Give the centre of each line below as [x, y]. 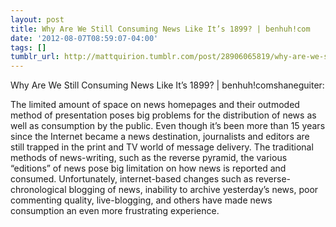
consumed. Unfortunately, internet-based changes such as [132, 179]
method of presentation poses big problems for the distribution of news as [163, 115]
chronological [38, 190]
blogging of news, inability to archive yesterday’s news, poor [193, 190]
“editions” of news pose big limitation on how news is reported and [148, 168]
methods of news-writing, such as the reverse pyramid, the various [149, 158]
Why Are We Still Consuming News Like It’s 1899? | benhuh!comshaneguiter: [167, 85]
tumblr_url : [35, 57]
